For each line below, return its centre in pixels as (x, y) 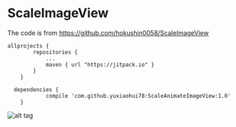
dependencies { (36, 90)
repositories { (56, 52)
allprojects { (29, 46)
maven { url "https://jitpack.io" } (100, 65)
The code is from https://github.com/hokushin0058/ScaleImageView (108, 33)
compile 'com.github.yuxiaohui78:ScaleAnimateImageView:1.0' (138, 96)
